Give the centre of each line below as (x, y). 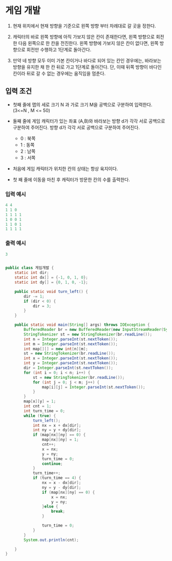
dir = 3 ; (42, 306)
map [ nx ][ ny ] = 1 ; (60, 440)
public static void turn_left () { (51, 291)
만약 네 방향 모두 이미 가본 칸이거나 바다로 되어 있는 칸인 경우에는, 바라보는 (87, 60)
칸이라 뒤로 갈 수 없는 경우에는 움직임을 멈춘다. (59, 73)
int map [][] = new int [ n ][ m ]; (56, 349)
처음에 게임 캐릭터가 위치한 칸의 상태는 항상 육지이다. (65, 168)
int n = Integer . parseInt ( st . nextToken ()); (71, 339)
